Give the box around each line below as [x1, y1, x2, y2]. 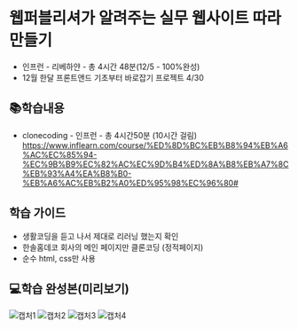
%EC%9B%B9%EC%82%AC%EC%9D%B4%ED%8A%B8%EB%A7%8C [21, 159, 289, 169]
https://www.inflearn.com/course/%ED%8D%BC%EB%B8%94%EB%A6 [21, 139, 288, 151]
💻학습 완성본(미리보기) [9, 281, 130, 296]
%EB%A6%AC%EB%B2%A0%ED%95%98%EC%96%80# [21, 177, 239, 188]
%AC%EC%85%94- [21, 149, 98, 160]
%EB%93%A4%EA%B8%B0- [21, 168, 132, 178]
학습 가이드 [9, 206, 67, 221]
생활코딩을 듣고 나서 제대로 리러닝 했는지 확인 [21, 231, 179, 241]
